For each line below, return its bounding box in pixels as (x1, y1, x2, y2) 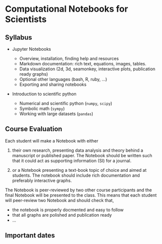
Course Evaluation (5, 125, 62, 133)
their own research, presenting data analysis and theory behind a (12, 147, 143, 153)
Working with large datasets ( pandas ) (19, 111, 94, 117)
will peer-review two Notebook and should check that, (5, 197, 114, 203)
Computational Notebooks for (5, 3, 128, 15)
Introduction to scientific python (12, 91, 77, 97)
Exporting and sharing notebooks (19, 81, 87, 87)
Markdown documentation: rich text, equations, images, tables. (19, 61, 146, 66)
